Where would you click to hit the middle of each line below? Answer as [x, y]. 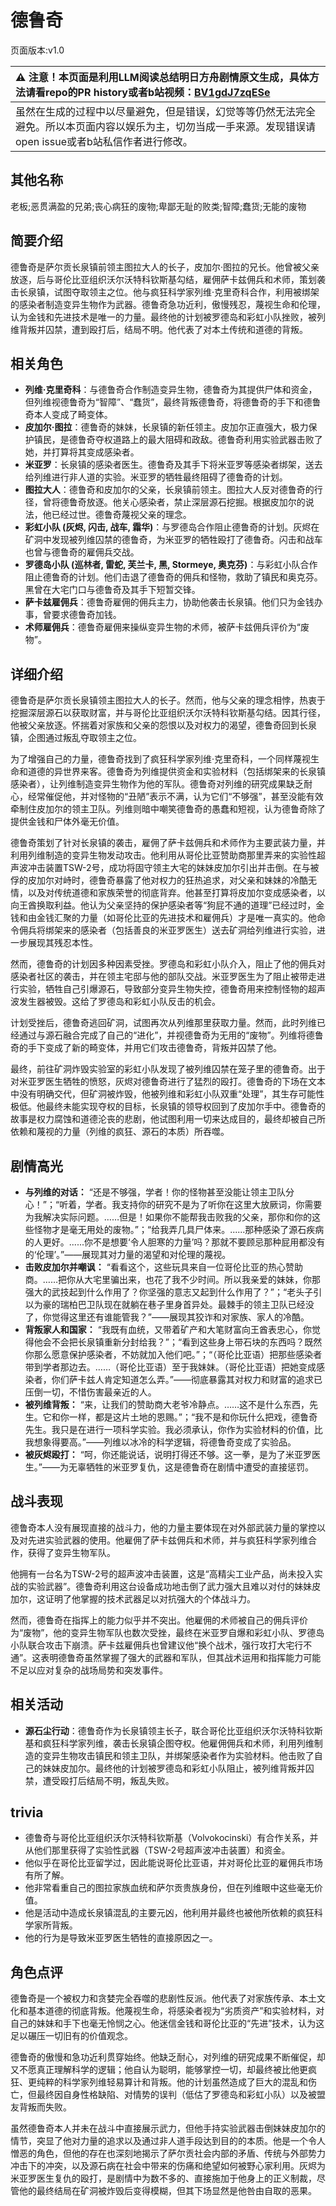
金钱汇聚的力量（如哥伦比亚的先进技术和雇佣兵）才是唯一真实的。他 [176, 918]
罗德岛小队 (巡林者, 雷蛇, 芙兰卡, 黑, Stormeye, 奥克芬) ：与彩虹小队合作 [171, 565]
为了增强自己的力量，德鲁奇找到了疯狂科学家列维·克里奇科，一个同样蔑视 [161, 759]
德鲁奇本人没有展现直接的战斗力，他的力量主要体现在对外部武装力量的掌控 [163, 1527]
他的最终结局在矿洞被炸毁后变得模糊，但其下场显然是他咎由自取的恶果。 [167, 2191]
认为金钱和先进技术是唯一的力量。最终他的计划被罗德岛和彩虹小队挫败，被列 [168, 317]
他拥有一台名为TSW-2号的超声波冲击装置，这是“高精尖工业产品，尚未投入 [162, 1573]
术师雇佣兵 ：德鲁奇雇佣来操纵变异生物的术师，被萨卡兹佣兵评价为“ [162, 627]
